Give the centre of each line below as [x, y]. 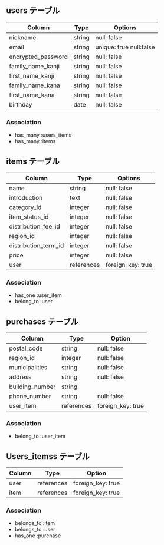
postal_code [26, 348]
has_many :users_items [43, 135]
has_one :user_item [38, 295]
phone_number [30, 397]
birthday [21, 104]
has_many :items [35, 141]
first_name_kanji [32, 75]
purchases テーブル [42, 321]
